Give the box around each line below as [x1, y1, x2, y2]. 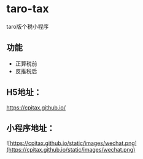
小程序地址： [6, 123, 55, 133]
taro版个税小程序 [6, 23, 49, 30]
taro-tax [6, 2, 49, 16]
